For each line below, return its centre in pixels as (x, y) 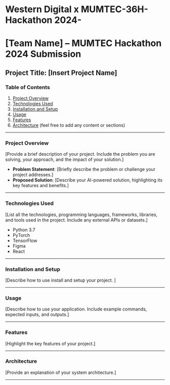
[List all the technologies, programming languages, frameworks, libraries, (81, 215)
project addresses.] (33, 175)
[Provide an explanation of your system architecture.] (61, 372)
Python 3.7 (24, 230)
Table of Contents (28, 87)
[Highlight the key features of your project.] (50, 343)
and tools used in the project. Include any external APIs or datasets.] (76, 220)
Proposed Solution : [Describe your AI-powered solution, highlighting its (88, 180)
